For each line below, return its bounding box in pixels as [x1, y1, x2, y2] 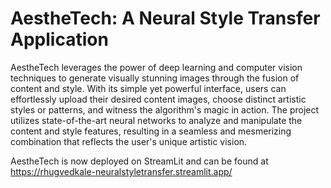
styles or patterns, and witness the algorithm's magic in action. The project [10, 103, 320, 116]
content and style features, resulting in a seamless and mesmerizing [10, 125, 292, 137]
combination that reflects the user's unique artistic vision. [10, 135, 248, 147]
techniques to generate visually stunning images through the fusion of [10, 72, 300, 84]
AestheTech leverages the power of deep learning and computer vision [10, 61, 303, 73]
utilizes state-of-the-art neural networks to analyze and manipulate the [10, 114, 303, 126]
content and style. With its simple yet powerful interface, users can [10, 82, 287, 94]
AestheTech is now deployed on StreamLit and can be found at [10, 155, 269, 167]
